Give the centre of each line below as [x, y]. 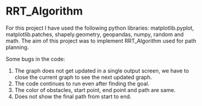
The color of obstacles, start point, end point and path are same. [95, 90]
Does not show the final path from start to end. [73, 96]
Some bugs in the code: [35, 59]
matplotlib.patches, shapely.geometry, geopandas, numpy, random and [95, 34]
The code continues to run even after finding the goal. [82, 84]
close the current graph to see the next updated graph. [83, 77]
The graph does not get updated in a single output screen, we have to [102, 70]
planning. [17, 47]
